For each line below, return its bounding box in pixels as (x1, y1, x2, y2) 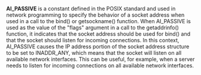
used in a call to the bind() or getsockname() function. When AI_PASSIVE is (6, 18, 191, 24)
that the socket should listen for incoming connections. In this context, (6, 37, 179, 43)
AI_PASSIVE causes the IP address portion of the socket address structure (6, 43, 190, 50)
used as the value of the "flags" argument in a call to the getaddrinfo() (6, 24, 179, 31)
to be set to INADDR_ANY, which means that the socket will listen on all (6, 49, 182, 56)
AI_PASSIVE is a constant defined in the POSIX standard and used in (6, 5, 176, 12)
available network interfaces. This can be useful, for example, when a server (6, 56, 195, 62)
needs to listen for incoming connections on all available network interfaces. (6, 62, 194, 69)
